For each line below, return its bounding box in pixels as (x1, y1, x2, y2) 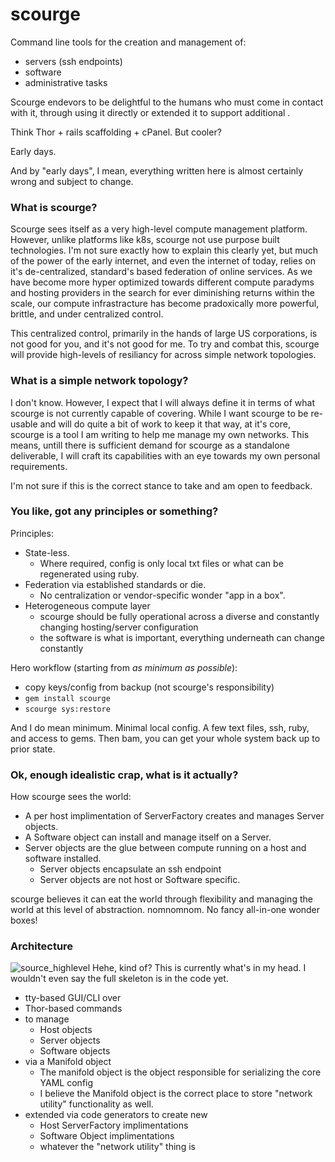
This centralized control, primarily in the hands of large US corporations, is (10, 328, 318, 340)
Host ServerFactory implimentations (39, 1119, 189, 1132)
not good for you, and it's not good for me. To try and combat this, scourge (10, 338, 320, 350)
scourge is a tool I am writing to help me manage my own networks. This (10, 428, 310, 440)
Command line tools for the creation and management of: (10, 36, 247, 48)
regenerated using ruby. (39, 568, 140, 580)
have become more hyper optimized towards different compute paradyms (10, 276, 315, 288)
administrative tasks (24, 76, 108, 88)
